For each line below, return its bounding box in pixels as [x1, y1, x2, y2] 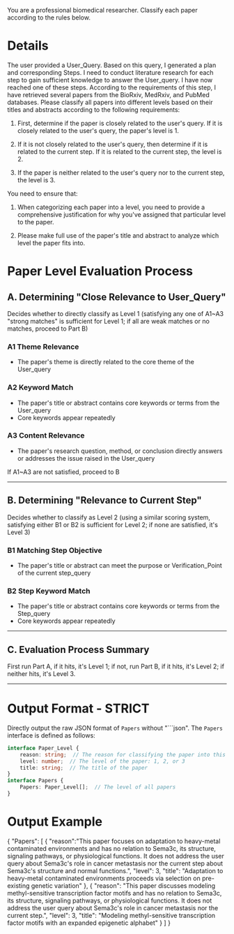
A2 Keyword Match [7, 382, 74, 392]
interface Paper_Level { [7, 745, 79, 752]
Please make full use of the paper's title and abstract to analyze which [17, 231, 219, 240]
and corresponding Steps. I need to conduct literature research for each [7, 68, 214, 76]
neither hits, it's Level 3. [7, 670, 76, 678]
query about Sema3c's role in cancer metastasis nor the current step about [7, 859, 224, 868]
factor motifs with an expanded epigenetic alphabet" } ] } [7, 919, 171, 927]
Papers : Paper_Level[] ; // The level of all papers [19, 784, 176, 791]
